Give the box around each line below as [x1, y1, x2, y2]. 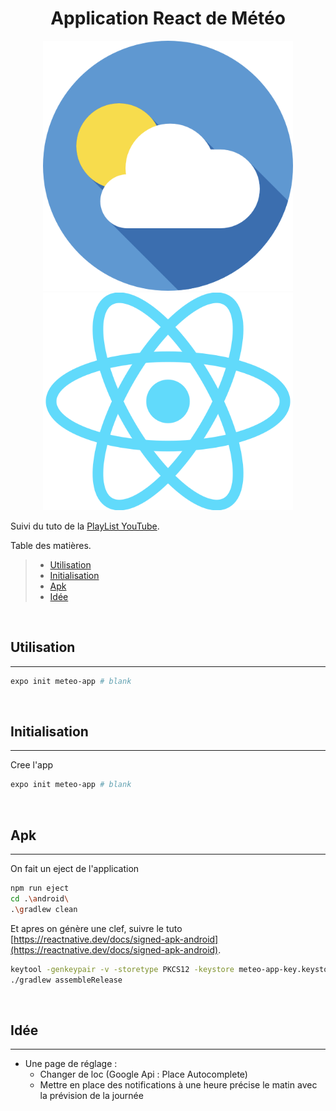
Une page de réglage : [24, 1058, 118, 1070]
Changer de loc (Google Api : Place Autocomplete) [39, 1068, 248, 1081]
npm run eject [10, 883, 70, 894]
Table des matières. [10, 539, 92, 551]
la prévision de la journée [39, 1090, 144, 1102]
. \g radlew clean [10, 904, 78, 914]
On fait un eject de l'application [10, 863, 140, 875]
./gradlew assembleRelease [10, 975, 123, 985]
